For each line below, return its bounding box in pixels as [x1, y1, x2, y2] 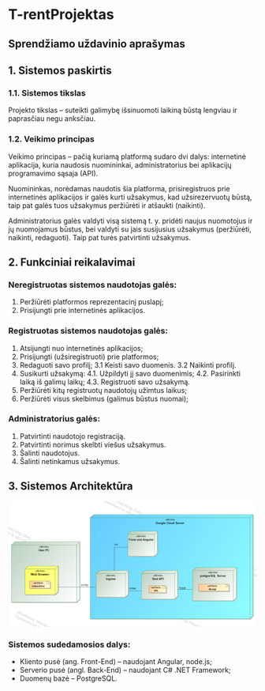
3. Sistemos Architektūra [8, 480, 133, 493]
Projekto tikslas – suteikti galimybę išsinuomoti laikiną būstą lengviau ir [8, 105, 238, 115]
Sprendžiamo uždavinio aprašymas [8, 37, 185, 51]
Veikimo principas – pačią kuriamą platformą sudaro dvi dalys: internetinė [8, 152, 247, 161]
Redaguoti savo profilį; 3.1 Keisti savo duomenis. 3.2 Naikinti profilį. [19, 360, 237, 369]
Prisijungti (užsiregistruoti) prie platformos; [19, 352, 159, 361]
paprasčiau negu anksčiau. [8, 114, 96, 123]
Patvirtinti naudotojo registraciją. [19, 431, 126, 440]
